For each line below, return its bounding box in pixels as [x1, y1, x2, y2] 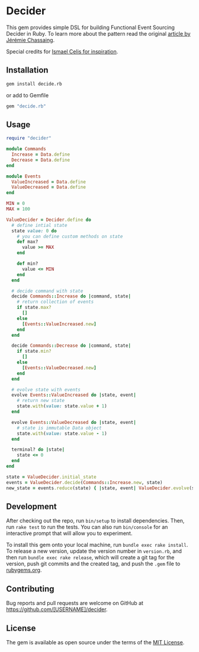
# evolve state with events [11, 387, 81, 393]
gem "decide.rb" [6, 103, 46, 109]
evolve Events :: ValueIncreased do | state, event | [11, 392, 136, 398]
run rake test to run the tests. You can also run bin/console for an [6, 524, 168, 531]
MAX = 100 [6, 206, 31, 212]
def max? [17, 239, 38, 245]
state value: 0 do [11, 227, 57, 234]
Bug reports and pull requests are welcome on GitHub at [6, 600, 144, 607]
